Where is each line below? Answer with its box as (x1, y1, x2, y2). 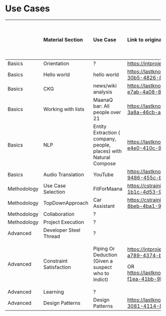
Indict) (93, 276, 109, 283)
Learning (43, 288, 64, 295)
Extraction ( (93, 129, 121, 136)
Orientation (43, 60, 70, 67)
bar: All (93, 102, 110, 109)
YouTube (93, 171, 114, 178)
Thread (43, 233, 60, 239)
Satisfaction (43, 264, 71, 271)
